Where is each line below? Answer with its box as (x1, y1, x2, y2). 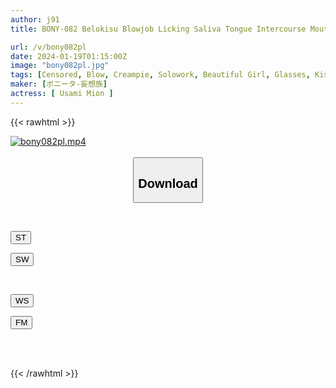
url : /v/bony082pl (10, 42, 87, 52)
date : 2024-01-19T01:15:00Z (10, 51, 128, 61)
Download (138, 176, 198, 191)
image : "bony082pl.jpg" (10, 61, 110, 71)
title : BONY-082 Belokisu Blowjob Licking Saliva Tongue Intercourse (10, 24, 307, 34)
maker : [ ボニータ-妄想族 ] (10, 79, 108, 90)
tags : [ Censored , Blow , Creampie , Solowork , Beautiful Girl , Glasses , (10, 70, 311, 80)
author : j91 (10, 14, 60, 25)
